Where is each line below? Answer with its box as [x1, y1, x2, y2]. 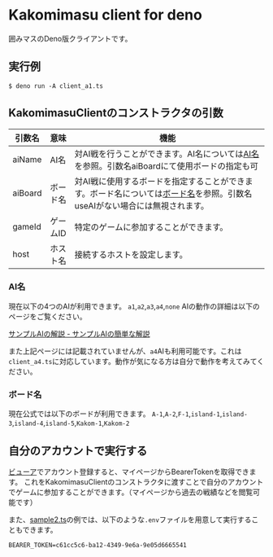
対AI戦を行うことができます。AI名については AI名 [74, 148, 260, 160]
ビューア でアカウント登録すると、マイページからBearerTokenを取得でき [8, 467, 249, 476]
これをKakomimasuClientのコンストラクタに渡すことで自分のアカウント [24, 476, 264, 486]
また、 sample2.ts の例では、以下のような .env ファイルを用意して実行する [8, 515, 252, 524]
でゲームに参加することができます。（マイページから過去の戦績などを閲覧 [8, 487, 253, 497]
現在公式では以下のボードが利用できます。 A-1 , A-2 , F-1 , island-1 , [8, 409, 223, 419]
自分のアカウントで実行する [8, 444, 148, 458]
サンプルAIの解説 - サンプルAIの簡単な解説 [8, 328, 150, 339]
